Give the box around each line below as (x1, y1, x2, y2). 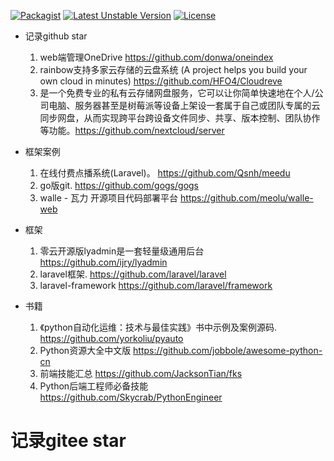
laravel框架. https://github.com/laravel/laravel (39, 268, 227, 280)
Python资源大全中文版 (39, 345, 132, 356)
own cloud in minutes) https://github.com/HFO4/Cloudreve (39, 75, 283, 87)
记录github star (24, 30, 88, 42)
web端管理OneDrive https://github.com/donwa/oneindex (39, 51, 274, 63)
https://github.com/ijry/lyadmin (39, 256, 168, 268)
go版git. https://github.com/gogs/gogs (39, 180, 200, 191)
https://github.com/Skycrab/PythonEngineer (39, 391, 223, 403)
